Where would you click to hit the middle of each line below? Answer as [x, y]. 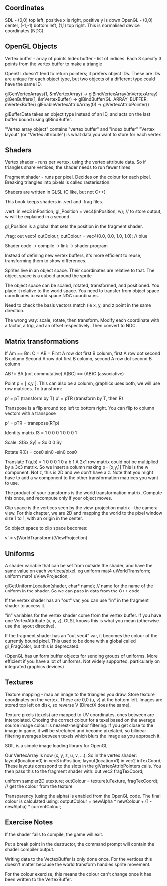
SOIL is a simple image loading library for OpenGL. [57, 745]
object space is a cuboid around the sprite [49, 276]
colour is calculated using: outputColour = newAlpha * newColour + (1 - [79, 801]
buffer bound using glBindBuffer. [39, 119]
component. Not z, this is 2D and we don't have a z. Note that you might [79, 472]
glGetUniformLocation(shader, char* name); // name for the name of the [79, 586]
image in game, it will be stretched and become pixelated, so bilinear [76, 730]
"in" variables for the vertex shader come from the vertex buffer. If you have [83, 615]
